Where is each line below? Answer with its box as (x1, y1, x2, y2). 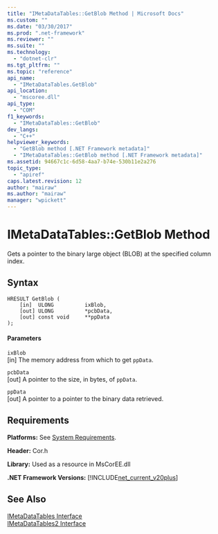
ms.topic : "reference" (7, 68, 73, 75)
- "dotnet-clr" (13, 55, 57, 62)
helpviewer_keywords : (7, 139, 70, 146)
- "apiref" (13, 171, 45, 178)
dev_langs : (7, 126, 39, 133)
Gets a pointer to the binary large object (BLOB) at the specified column (7, 249, 212, 258)
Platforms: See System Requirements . (7, 433, 116, 441)
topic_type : (7, 164, 42, 172)
